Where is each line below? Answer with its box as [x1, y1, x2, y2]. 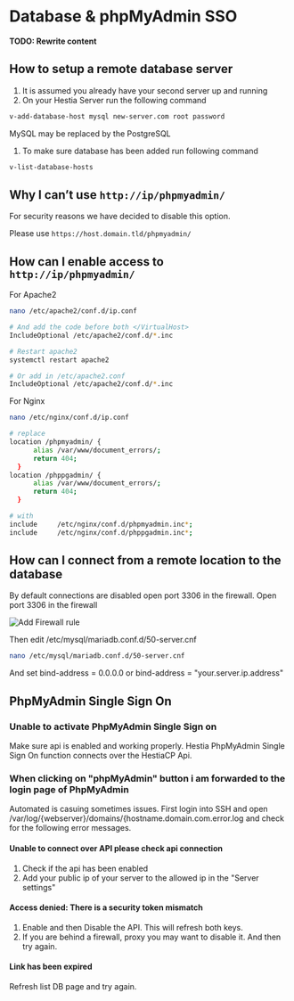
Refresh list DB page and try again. [9, 980, 137, 991]
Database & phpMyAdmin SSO [9, 6, 238, 27]
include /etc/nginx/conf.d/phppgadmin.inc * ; [9, 528, 193, 537]
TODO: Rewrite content [9, 36, 97, 46]
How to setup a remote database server [9, 62, 233, 77]
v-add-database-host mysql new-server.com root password [9, 111, 225, 121]
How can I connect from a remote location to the [9, 553, 282, 568]
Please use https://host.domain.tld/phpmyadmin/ [9, 228, 192, 239]
